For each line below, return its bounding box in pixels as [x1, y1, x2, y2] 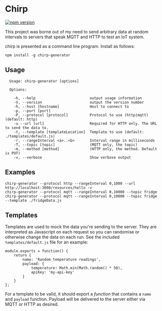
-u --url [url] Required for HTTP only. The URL [14, 121, 158, 126]
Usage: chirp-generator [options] [9, 78, 79, 83]
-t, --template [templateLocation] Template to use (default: [14, 129, 145, 134]
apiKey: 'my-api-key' [31, 270, 75, 275]
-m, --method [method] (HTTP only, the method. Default [14, 146, 158, 151]
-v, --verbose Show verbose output [14, 155, 131, 160]
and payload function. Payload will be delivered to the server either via [5, 296, 146, 302]
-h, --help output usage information [14, 95, 142, 100]
